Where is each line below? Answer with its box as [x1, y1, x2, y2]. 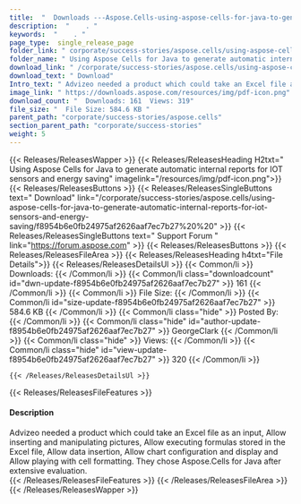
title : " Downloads [9, 13, 90, 22]
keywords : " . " [9, 30, 87, 38]
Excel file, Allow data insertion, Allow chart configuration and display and [9, 447, 279, 457]
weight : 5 [9, 130, 47, 139]
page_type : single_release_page [9, 38, 134, 47]
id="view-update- [101, 344, 168, 355]
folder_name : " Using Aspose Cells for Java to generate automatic [9, 55, 267, 64]
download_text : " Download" [9, 72, 115, 81]
